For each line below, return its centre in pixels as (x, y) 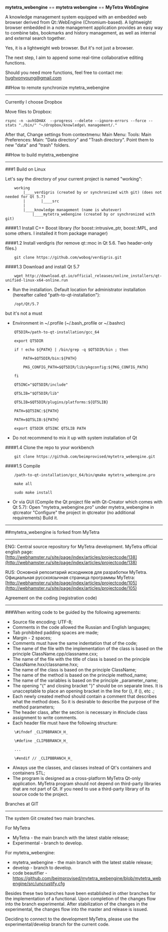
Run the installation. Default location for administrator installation (79, 289)
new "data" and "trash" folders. (37, 145)
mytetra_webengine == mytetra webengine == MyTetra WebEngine (77, 7)
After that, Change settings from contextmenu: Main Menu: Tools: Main (78, 134)
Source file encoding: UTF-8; (42, 622)
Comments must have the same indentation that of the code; (75, 643)
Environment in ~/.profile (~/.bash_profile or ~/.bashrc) (69, 323)
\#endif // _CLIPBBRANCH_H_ (43, 758)
